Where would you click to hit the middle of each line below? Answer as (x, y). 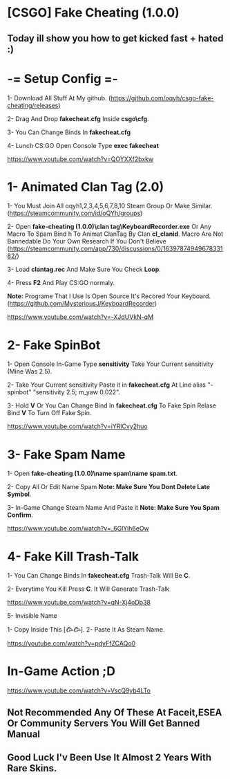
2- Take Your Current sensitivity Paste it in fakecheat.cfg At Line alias (107, 385)
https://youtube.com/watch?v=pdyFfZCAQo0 (71, 643)
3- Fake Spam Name (66, 454)
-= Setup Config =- (63, 79)
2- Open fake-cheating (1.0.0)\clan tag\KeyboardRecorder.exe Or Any (109, 227)
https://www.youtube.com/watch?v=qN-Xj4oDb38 (79, 603)
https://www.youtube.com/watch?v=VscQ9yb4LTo (79, 690)
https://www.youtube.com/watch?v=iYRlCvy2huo (78, 426)
